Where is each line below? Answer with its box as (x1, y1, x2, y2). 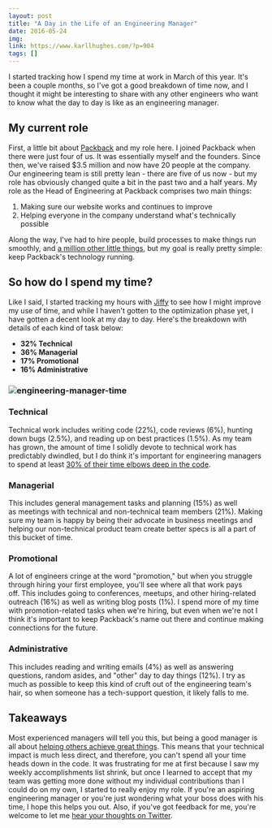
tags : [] (8, 50, 38, 58)
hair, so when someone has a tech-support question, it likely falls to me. (8, 688, 249, 697)
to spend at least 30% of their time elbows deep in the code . (8, 459, 211, 469)
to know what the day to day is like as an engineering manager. (8, 98, 219, 107)
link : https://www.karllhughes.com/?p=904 (8, 42, 154, 50)
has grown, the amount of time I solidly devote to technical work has (8, 442, 237, 451)
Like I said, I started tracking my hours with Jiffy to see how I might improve (8, 297, 261, 307)
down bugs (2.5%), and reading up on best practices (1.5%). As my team (8, 433, 253, 443)
